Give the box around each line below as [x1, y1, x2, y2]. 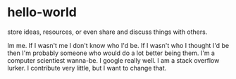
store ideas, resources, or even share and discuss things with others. [7, 28, 208, 36]
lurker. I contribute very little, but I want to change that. [7, 63, 167, 72]
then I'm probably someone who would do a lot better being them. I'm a [7, 49, 215, 57]
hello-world [7, 4, 77, 20]
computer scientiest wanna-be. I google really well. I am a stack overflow [7, 56, 220, 64]
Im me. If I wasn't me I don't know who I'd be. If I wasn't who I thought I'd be [7, 41, 230, 49]
